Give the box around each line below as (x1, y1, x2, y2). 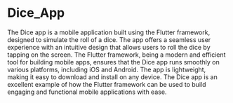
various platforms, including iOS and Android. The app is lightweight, (7, 65, 206, 74)
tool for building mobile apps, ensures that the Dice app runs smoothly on (7, 57, 220, 66)
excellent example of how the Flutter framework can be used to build (7, 80, 206, 88)
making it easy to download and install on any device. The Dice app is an (7, 72, 218, 81)
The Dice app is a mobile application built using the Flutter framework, (7, 28, 211, 36)
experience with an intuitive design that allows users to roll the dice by (7, 43, 211, 51)
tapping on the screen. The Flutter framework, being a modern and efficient (7, 50, 226, 59)
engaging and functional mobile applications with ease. (7, 88, 167, 96)
